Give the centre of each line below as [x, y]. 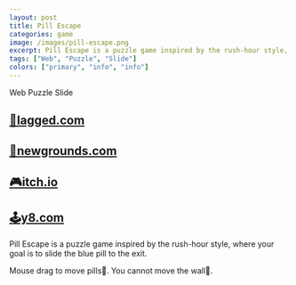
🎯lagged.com [47, 121]
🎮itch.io [34, 182]
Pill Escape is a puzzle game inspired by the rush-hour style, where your [142, 244]
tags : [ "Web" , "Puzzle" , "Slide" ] [73, 59]
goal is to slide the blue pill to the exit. [78, 253]
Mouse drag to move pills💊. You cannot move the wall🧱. [111, 270]
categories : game [41, 34]
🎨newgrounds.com [63, 151]
